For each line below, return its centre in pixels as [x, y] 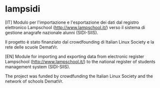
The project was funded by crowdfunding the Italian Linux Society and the [79, 76]
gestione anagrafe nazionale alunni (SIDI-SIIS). [52, 32]
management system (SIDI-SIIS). [38, 67]
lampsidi [23, 9]
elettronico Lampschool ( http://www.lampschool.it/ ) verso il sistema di [75, 27]
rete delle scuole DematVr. [32, 47]
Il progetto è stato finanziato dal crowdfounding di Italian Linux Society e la [80, 42]
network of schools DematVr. [34, 81]
